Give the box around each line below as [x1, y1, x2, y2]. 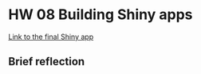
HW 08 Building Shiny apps [8, 6, 193, 24]
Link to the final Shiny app [8, 32, 94, 41]
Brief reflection [8, 55, 85, 68]
